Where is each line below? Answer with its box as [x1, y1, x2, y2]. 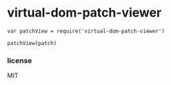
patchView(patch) [7, 39, 57, 46]
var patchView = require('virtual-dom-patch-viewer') [7, 28, 165, 35]
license [7, 55, 32, 65]
